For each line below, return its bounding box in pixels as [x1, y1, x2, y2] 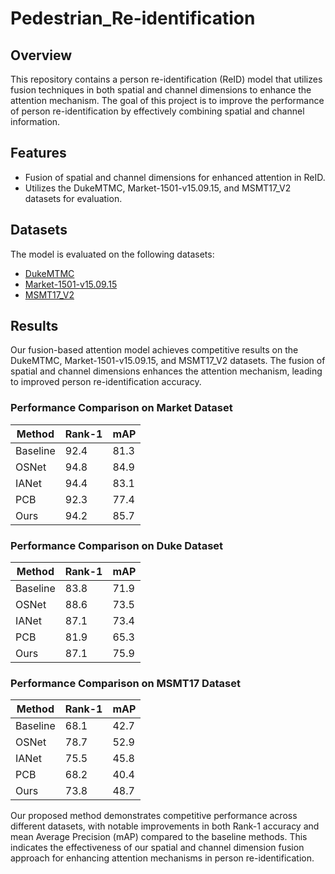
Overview [10, 47, 73, 64]
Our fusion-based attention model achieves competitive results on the [10, 344, 299, 356]
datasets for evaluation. [24, 192, 123, 204]
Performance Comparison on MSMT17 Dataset [10, 676, 241, 690]
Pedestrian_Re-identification [10, 7, 256, 30]
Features [10, 145, 67, 162]
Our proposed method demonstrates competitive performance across [10, 810, 298, 822]
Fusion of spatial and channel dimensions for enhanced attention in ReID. [24, 171, 326, 183]
